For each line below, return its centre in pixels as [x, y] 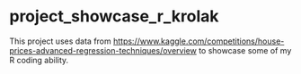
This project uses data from [61, 41]
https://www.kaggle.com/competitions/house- [199, 41]
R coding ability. [39, 60]
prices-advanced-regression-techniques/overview [103, 50]
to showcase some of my [245, 50]
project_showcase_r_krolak [114, 16]
